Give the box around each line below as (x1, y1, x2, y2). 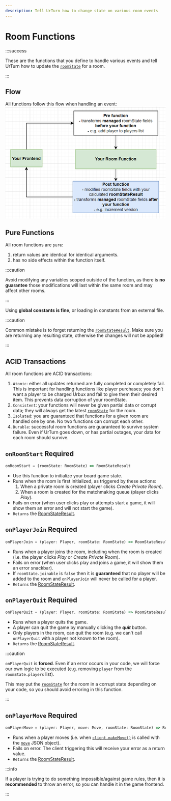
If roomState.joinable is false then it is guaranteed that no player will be (12, 570, 166, 576)
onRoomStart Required (5, 449, 74, 458)
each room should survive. (12, 435, 69, 441)
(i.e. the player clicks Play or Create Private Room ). (12, 554, 120, 560)
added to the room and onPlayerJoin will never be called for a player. (12, 576, 157, 582)
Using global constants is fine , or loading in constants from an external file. (5, 307, 164, 313)
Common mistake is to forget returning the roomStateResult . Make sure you (5, 327, 163, 333)
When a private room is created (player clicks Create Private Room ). (20, 483, 163, 490)
